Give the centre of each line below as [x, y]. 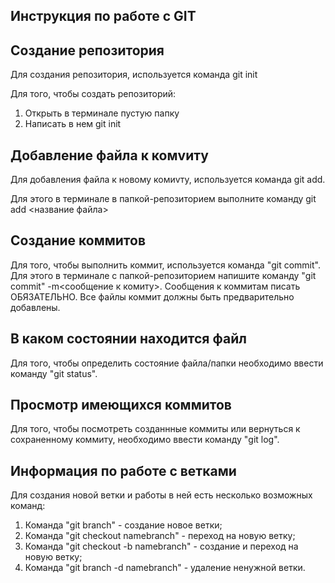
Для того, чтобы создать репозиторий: [93, 94]
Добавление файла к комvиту [109, 155]
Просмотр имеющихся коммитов [121, 405]
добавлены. [35, 307]
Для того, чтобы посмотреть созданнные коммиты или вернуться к [155, 429]
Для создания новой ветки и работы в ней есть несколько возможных [161, 495]
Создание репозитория [87, 50]
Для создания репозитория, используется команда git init [134, 75]
